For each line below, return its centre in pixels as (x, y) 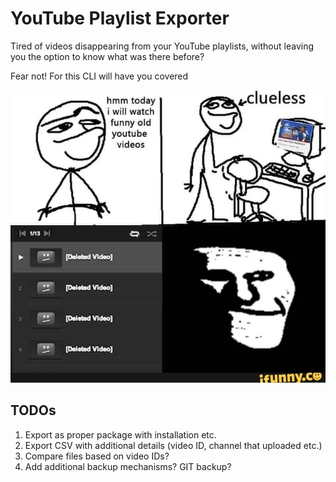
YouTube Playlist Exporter (120, 18)
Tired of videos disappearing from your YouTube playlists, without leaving (162, 46)
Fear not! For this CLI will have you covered (99, 76)
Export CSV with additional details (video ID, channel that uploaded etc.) (173, 445)
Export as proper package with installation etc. (120, 434)
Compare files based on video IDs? (97, 456)
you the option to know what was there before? (107, 56)
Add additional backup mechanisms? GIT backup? (128, 466)
